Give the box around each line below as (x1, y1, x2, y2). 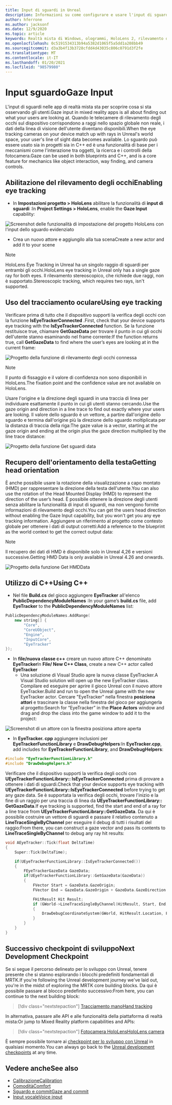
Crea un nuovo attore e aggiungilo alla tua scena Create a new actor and (12, 236, 165, 242)
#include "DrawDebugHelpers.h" (5, 761, 72, 766)
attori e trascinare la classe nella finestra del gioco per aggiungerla (20, 699, 162, 705)
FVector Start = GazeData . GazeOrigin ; (32, 883, 116, 888)
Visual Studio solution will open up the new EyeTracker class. (20, 678, 149, 684)
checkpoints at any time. (5, 1049, 57, 1055)
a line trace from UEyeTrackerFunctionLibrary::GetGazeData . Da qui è (5, 808, 156, 815)
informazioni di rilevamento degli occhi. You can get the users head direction (5, 507, 166, 513)
